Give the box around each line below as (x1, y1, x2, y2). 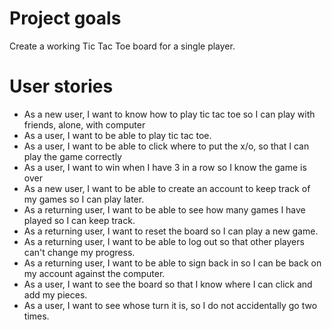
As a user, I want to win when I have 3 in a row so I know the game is (23, 161, 307, 173)
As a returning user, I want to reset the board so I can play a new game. (23, 225, 319, 237)
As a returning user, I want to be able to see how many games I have (23, 203, 306, 216)
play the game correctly (23, 150, 122, 162)
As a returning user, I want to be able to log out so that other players (23, 235, 305, 247)
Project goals (9, 7, 122, 30)
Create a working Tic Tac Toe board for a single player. (9, 40, 236, 52)
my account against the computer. (23, 267, 166, 279)
